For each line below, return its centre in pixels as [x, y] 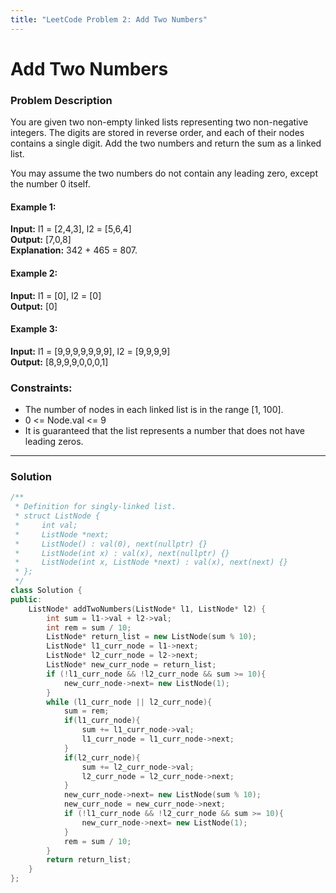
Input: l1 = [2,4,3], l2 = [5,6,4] [71, 229]
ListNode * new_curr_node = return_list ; [131, 665]
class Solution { [46, 591]
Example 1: [33, 207]
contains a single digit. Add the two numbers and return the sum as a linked [166, 143]
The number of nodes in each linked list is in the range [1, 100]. [154, 410]
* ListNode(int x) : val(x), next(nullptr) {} [122, 553]
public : [26, 599]
